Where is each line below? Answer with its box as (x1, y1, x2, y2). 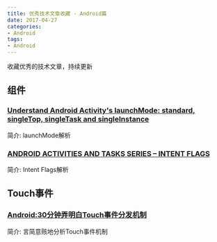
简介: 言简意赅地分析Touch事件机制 (7, 227, 108, 236)
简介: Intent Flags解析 (7, 165, 69, 173)
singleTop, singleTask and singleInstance (7, 114, 150, 124)
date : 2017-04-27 (7, 17, 58, 24)
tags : (7, 36, 23, 43)
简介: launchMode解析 (7, 131, 71, 139)
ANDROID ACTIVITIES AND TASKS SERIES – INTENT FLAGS (7, 148, 210, 158)
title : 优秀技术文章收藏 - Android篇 (7, 10, 107, 17)
